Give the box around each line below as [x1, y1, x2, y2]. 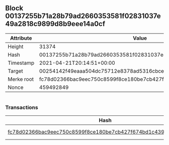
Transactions [5, 104, 39, 111]
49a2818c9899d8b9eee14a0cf [5, 20, 106, 28]
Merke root [8, 75, 34, 82]
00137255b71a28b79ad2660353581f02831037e [5, 12, 161, 21]
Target [8, 67, 24, 74]
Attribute [10, 35, 32, 42]
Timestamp [8, 59, 35, 66]
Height [8, 43, 24, 50]
